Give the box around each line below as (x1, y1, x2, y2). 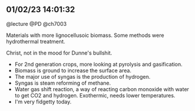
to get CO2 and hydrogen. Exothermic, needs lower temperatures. (14, 92, 175, 99)
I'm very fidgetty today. (14, 98, 72, 105)
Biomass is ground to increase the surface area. (14, 67, 132, 74)
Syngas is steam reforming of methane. (14, 79, 111, 86)
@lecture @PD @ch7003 (6, 20, 67, 27)
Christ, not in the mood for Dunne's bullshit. (6, 49, 112, 56)
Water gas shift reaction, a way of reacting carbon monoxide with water (14, 85, 189, 93)
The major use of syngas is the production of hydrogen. (14, 73, 151, 80)
